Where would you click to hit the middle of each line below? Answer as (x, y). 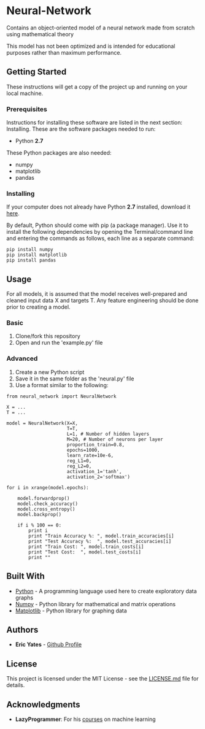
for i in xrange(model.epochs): (48, 488)
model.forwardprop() (44, 498)
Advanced (22, 358)
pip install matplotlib (37, 255)
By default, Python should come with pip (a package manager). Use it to (98, 225)
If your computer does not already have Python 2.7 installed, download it (99, 207)
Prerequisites (27, 109)
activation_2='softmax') (99, 477)
